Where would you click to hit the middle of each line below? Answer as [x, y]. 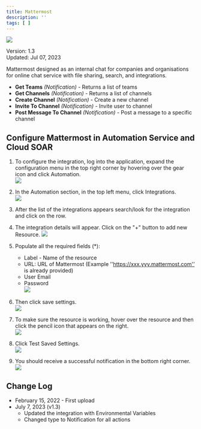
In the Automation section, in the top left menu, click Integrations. [95, 192]
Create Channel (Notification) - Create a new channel [82, 100]
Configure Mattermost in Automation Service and [100, 138]
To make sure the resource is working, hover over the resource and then [104, 320]
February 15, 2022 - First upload [55, 400]
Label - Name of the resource [60, 258]
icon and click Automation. [48, 174]
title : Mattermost [29, 12]
